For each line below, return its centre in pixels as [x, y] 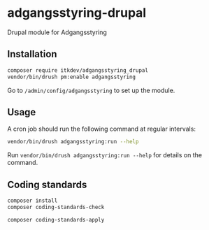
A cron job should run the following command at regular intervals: [101, 129]
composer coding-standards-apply [56, 220]
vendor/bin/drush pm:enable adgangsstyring [72, 77]
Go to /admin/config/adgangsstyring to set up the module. [91, 90]
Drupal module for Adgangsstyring [57, 32]
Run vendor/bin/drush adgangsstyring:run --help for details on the [105, 155]
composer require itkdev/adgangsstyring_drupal [78, 70]
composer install [33, 201]
